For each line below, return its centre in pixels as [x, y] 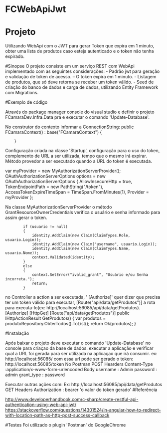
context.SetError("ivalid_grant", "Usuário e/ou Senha [90, 275]
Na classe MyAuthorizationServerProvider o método [59, 207]
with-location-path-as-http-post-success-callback [57, 416]
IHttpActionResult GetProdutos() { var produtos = [56, 318]
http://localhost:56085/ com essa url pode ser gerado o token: [69, 359]
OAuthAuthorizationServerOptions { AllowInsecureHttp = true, [69, 182]
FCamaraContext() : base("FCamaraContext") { [54, 132]
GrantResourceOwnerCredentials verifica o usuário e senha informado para [83, 213]
